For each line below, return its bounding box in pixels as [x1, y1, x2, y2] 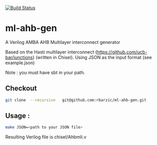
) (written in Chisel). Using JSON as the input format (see [33, 54, 152, 60]
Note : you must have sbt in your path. [5, 69, 85, 75]
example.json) [5, 60, 35, 66]
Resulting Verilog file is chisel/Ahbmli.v [5, 134, 86, 140]
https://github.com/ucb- [97, 49, 147, 55]
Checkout [5, 84, 37, 93]
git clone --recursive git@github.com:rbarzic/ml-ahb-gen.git [5, 98, 146, 103]
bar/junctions [5, 54, 33, 60]
